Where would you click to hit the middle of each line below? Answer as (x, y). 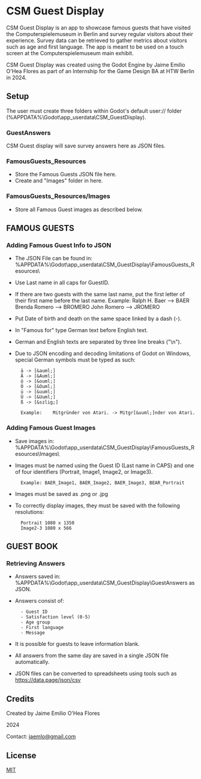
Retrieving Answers (36, 563)
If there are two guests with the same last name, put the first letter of (100, 294)
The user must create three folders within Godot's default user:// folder (94, 111)
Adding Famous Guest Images (51, 428)
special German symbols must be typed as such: (75, 360)
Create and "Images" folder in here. (59, 181)
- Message (33, 633)
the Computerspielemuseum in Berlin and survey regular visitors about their (100, 34)
